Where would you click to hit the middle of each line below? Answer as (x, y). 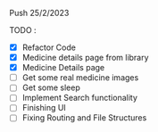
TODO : (23, 30)
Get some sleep (51, 87)
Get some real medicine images (80, 78)
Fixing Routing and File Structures (84, 118)
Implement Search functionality (80, 98)
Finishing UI (44, 108)
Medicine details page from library (85, 58)
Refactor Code (49, 47)
